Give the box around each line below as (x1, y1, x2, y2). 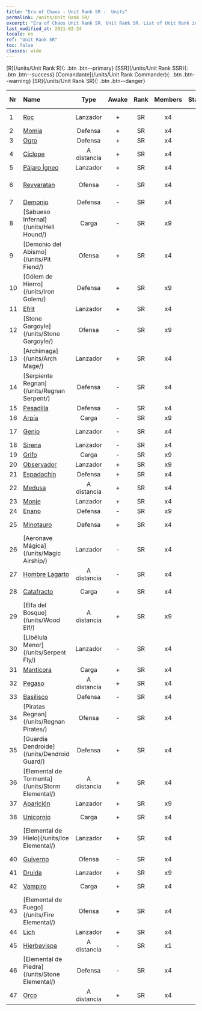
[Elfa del (23, 601, 47, 609)
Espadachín (23, 470, 57, 478)
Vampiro (23, 882, 47, 890)
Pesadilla (23, 404, 49, 412)
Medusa (23, 484, 46, 492)
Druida (23, 868, 42, 877)
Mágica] (23, 541, 47, 550)
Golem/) (23, 295, 46, 303)
